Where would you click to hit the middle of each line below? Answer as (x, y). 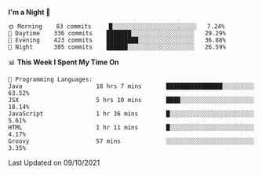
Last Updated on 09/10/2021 (54, 162)
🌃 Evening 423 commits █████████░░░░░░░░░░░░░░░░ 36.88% (117, 40)
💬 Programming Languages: (50, 79)
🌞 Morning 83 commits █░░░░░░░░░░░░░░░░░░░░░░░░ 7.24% (116, 27)
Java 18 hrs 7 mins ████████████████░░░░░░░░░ (131, 86)
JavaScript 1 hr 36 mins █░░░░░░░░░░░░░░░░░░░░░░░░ (131, 114)
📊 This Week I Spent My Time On (64, 62)
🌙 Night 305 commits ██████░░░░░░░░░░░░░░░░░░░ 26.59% (117, 47)
